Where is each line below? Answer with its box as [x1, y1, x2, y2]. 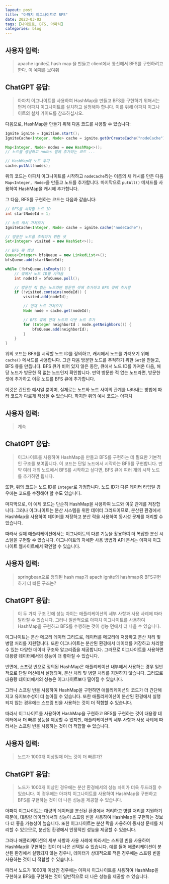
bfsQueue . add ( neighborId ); [32, 327, 89, 332]
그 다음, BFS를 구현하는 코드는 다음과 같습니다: [5, 197, 97, 202]
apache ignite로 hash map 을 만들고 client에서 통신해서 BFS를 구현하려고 [17, 60, 163, 66]
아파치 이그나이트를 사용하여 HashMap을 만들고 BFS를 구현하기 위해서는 [17, 97, 160, 104]
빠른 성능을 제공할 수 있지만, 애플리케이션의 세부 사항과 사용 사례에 [28, 717, 158, 723]
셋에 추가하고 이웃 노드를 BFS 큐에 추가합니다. [5, 376, 96, 382]
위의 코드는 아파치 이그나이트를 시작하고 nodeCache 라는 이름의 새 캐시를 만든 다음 [5, 173, 164, 179]
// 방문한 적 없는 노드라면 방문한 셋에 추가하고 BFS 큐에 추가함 [14, 285, 131, 290]
